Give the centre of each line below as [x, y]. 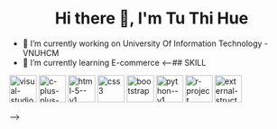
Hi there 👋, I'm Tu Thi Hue [152, 18]
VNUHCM [41, 52]
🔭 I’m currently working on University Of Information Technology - [145, 43]
